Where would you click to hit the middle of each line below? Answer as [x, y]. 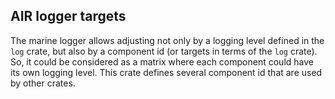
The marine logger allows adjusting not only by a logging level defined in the [167, 40]
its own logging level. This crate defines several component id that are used [166, 72]
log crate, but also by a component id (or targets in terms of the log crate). [164, 51]
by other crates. [43, 83]
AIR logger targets [68, 16]
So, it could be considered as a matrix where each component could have [162, 61]
